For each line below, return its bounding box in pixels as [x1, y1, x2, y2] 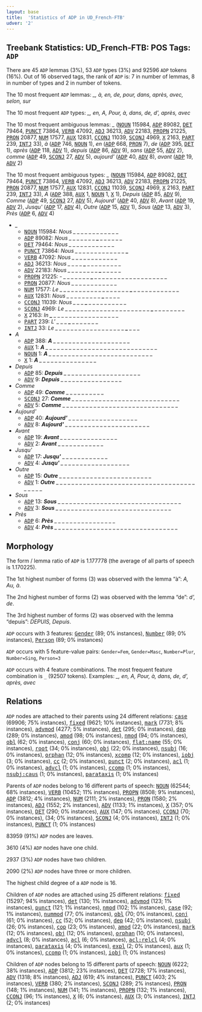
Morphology [6, 541, 54, 551]
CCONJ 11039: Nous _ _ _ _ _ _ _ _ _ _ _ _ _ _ [24, 299, 127, 306]
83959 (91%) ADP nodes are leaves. [6, 832, 93, 840]
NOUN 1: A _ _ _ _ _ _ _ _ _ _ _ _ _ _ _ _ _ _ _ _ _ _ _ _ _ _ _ [24, 350, 153, 357]
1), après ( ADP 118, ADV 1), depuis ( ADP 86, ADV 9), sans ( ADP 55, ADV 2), [6, 146, 184, 154]
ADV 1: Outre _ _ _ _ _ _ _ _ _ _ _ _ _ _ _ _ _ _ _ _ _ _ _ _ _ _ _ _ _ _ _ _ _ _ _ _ [24, 478, 195, 486]
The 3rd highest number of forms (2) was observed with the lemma [6, 612, 174, 619]
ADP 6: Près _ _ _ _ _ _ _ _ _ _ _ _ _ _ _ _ [24, 517, 116, 524]
